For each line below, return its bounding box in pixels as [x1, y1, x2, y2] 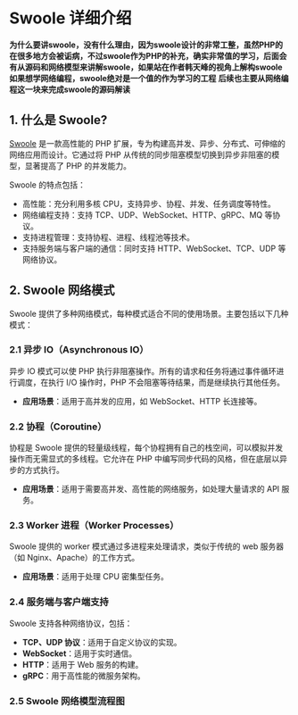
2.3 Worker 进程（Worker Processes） [9, 520, 179, 532]
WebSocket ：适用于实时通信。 [21, 648, 137, 659]
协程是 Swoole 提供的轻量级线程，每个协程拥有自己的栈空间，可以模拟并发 [9, 443, 284, 453]
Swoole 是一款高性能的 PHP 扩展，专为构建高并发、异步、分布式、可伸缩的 [9, 137, 286, 148]
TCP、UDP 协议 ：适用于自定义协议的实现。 [21, 636, 182, 647]
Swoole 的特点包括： [9, 179, 87, 190]
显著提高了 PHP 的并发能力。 [24, 160, 132, 170]
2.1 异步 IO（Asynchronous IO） [9, 344, 149, 356]
